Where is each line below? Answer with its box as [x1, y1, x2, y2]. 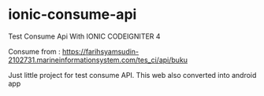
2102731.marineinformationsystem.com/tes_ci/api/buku [8, 55, 188, 65]
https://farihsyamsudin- [61, 46, 139, 56]
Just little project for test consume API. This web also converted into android [8, 70, 257, 79]
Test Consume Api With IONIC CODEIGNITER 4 [8, 31, 161, 41]
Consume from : [8, 46, 61, 56]
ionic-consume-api [8, 6, 137, 24]
